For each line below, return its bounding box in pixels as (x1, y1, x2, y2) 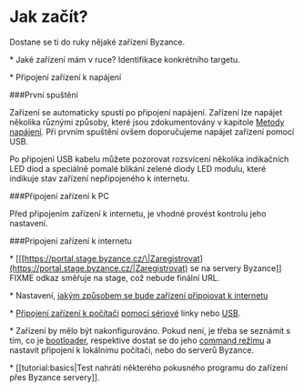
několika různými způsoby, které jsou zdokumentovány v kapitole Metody (9, 116, 285, 127)
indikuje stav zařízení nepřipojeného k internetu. (9, 173, 190, 184)
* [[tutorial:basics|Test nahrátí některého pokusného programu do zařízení (9, 362, 289, 373)
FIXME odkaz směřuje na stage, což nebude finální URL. (9, 272, 220, 283)
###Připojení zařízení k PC (9, 190, 109, 201)
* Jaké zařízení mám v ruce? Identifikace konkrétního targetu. (9, 54, 240, 65)
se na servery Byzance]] (189, 262, 282, 274)
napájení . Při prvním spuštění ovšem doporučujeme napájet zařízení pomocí (9, 126, 295, 137)
